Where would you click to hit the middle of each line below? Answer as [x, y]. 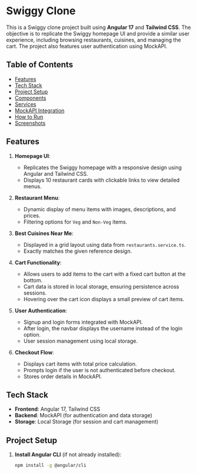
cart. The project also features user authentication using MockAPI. [87, 46]
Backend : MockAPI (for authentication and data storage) [83, 415]
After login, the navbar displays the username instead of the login [103, 328]
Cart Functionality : [38, 262]
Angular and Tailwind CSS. [56, 173]
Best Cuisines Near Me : [44, 233]
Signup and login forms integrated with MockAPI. [83, 322]
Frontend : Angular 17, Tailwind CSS [57, 409]
